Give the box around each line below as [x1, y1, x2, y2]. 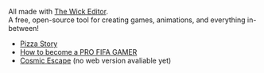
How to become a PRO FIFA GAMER [19, 48, 138, 56]
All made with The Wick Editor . [8, 7, 109, 16]
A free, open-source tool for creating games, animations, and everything [8, 15, 246, 25]
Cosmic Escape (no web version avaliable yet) [19, 56, 172, 65]
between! [8, 24, 40, 33]
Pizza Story [19, 39, 58, 48]
